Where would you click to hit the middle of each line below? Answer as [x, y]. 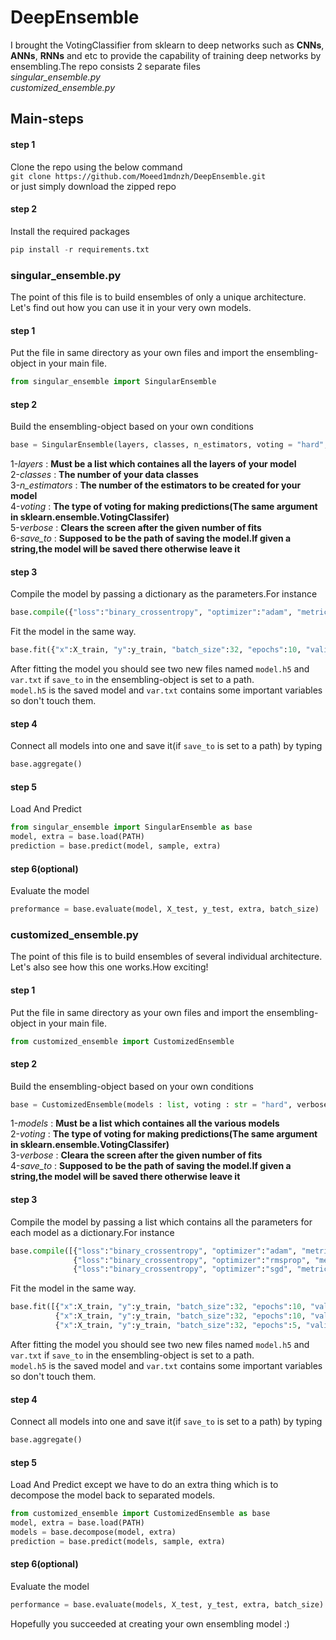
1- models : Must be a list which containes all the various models [145, 1123]
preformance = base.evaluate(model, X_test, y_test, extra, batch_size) [165, 909]
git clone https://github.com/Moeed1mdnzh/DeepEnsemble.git [138, 176]
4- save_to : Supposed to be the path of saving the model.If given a [151, 1166]
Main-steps [47, 119]
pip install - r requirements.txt [80, 249]
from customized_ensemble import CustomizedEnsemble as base [140, 1514]
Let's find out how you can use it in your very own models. [131, 307]
